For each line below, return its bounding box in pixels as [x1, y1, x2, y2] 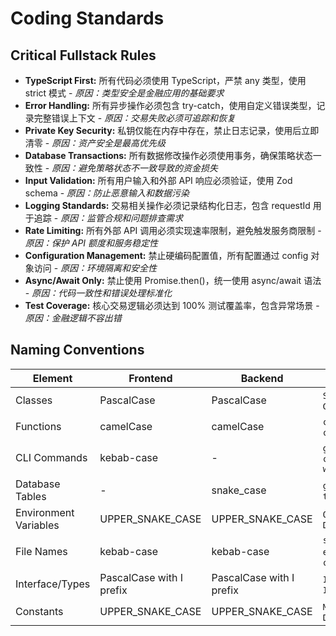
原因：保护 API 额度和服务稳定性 [24, 237, 159, 249]
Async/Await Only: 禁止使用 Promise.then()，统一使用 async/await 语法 [24, 275, 322, 286]
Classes [15, 393, 53, 407]
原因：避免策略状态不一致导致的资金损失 [51, 162, 219, 174]
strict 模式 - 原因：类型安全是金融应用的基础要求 [24, 87, 225, 99]
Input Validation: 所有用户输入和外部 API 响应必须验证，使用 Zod [24, 175, 293, 186]
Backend [240, 371, 284, 385]
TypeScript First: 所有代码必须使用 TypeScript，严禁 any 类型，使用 [24, 75, 307, 86]
